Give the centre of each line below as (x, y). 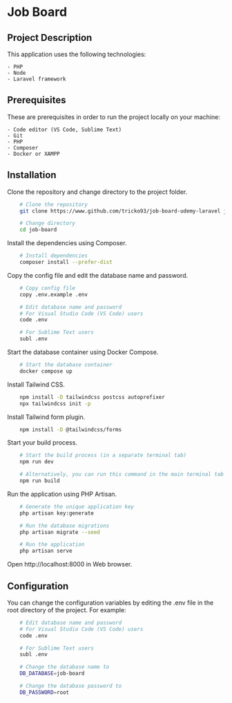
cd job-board (38, 230)
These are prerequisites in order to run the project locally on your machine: (114, 117)
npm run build (40, 481)
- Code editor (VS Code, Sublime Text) (65, 130)
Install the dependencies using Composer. (67, 243)
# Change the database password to (71, 686)
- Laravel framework (37, 79)
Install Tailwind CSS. (36, 384)
